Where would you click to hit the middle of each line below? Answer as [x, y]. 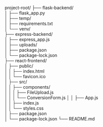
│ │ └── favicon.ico [25, 76]
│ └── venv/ [18, 29]
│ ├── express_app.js [27, 39]
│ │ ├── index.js [22, 103]
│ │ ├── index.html [25, 71]
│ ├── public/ [19, 66]
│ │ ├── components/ [28, 87]
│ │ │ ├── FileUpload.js [29, 92]
